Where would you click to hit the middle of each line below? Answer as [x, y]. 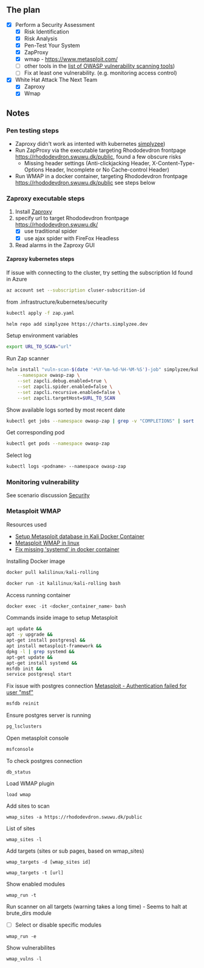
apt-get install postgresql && [46, 640]
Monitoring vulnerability [43, 482]
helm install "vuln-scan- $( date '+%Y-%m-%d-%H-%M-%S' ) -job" [84, 370]
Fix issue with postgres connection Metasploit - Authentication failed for [97, 686]
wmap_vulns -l [24, 959]
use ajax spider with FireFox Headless [72, 238]
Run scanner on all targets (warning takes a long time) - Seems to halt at [97, 906]
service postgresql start [39, 674]
